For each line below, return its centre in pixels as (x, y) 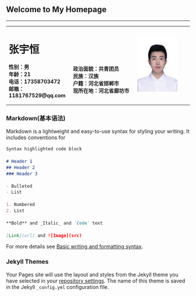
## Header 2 (20, 167)
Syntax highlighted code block (44, 149)
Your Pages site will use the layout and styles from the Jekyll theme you (92, 274)
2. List (15, 211)
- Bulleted (19, 186)
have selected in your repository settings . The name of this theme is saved (96, 281)
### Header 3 (22, 174)
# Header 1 (19, 161)
